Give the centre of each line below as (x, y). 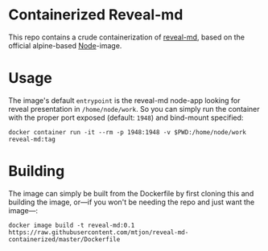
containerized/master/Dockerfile (64, 239)
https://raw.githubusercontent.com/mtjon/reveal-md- (99, 232)
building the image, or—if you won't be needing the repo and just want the (132, 202)
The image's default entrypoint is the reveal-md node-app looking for (124, 100)
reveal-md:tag (32, 139)
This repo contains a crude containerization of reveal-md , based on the (127, 37)
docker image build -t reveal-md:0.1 (72, 225)
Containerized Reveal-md (96, 15)
